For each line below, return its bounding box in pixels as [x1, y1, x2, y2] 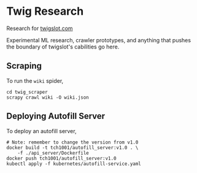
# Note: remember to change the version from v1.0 [6, 139, 139, 145]
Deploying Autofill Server [6, 111, 106, 121]
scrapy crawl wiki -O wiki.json [6, 94, 89, 101]
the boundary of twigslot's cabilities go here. [6, 43, 120, 50]
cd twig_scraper [6, 89, 48, 95]
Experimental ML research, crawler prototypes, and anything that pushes [6, 36, 191, 44]
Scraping [6, 61, 42, 71]
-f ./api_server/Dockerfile [17, 150, 89, 156]
